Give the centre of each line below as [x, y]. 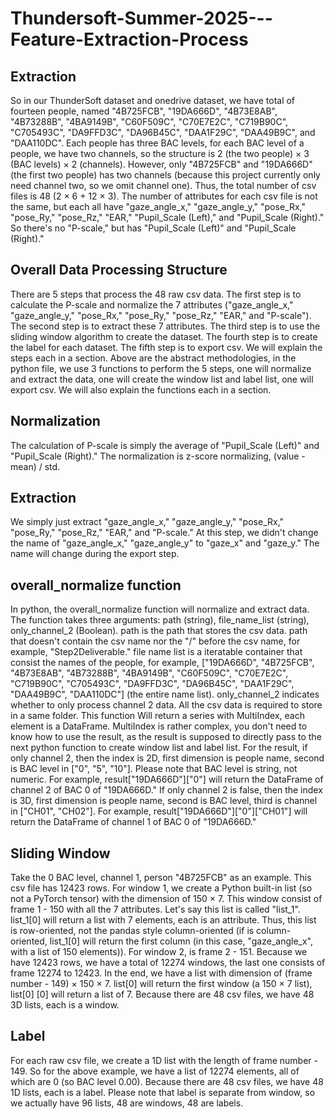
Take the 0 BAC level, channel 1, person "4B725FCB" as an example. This [161, 878]
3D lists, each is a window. [65, 1005]
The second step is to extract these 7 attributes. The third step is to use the [165, 326]
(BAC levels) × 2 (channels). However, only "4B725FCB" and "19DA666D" [161, 164]
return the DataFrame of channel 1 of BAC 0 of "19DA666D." [133, 822]
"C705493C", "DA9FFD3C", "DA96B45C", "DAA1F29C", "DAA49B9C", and [163, 132]
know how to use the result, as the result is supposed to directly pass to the [166, 737]
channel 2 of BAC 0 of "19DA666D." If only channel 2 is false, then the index [166, 790]
